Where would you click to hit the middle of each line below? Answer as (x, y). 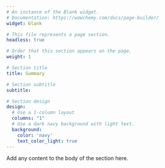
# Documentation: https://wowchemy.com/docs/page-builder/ (83, 18)
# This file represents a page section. (58, 34)
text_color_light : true (47, 141)
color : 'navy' (35, 135)
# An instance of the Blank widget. (53, 12)
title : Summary (26, 73)
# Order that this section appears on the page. (69, 51)
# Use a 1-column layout (43, 113)
